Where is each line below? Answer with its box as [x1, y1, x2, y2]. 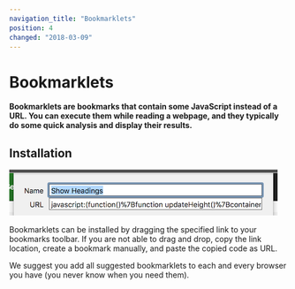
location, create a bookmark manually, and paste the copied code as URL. [9, 243, 278, 254]
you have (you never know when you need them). [9, 270, 190, 280]
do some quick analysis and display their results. [9, 120, 193, 131]
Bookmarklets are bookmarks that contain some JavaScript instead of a [9, 102, 278, 112]
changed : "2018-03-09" [9, 33, 93, 42]
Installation [9, 146, 72, 161]
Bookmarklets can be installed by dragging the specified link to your [9, 224, 258, 235]
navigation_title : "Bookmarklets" [9, 14, 137, 23]
